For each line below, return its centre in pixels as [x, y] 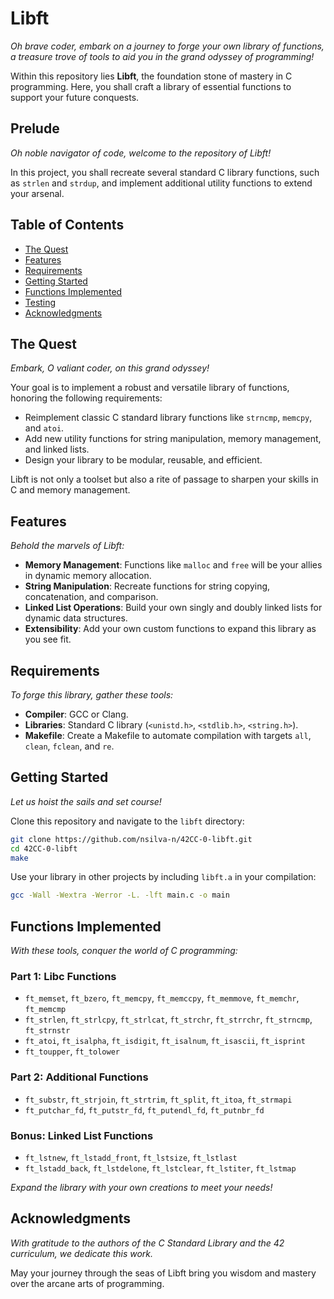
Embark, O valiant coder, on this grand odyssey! [110, 368]
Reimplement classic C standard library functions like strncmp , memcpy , [168, 418]
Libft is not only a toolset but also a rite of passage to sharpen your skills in [164, 479]
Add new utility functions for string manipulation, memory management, [173, 439]
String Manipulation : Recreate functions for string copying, [147, 586]
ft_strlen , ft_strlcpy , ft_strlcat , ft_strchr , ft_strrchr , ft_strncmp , [168, 1019]
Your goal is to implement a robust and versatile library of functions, [150, 388]
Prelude [35, 128]
